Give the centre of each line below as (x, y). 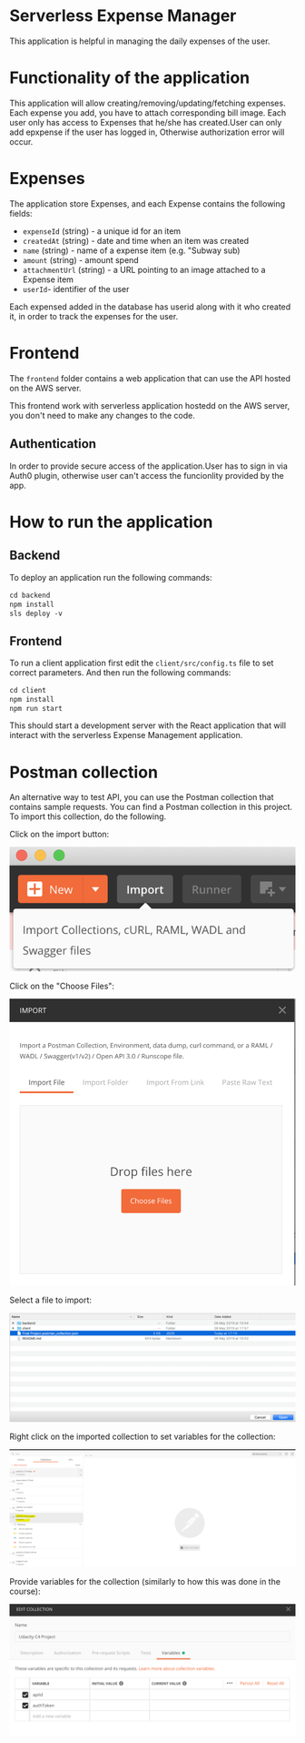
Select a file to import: (51, 1300)
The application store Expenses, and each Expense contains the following (148, 203)
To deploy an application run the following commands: (111, 577)
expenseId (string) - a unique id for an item (102, 231)
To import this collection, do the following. (88, 816)
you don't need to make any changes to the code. (102, 415)
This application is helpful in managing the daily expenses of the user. (140, 41)
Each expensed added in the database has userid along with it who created (150, 307)
